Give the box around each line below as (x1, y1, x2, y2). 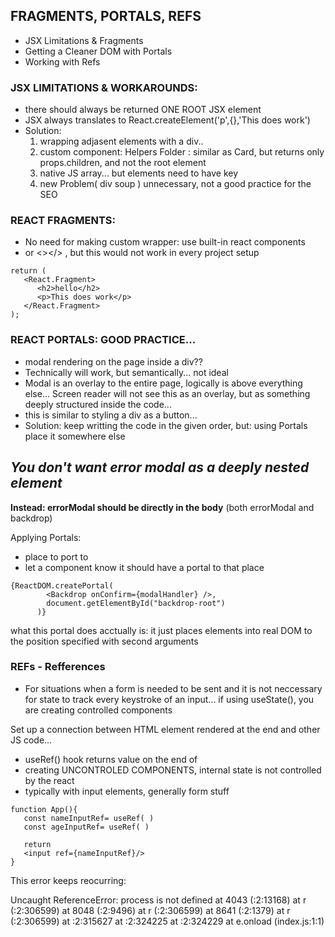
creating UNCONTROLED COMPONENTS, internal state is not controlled (24, 764, 322, 776)
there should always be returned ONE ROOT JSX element (24, 104, 262, 116)
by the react (24, 774, 75, 786)
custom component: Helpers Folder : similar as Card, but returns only (39, 146, 325, 158)
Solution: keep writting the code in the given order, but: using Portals (24, 419, 308, 431)
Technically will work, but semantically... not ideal (24, 366, 229, 378)
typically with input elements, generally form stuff (24, 785, 230, 797)
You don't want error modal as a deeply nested (10, 459, 310, 476)
